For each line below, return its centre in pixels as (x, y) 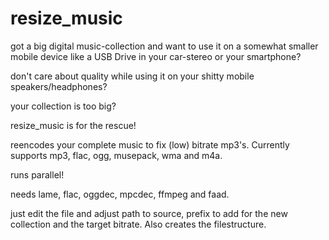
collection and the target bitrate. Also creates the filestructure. (138, 224)
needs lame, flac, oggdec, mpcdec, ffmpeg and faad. (120, 194)
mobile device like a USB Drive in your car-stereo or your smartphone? (156, 56)
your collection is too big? (63, 106)
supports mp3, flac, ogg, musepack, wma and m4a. (116, 155)
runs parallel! (37, 174)
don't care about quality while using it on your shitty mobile (132, 76)
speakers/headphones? (59, 86)
